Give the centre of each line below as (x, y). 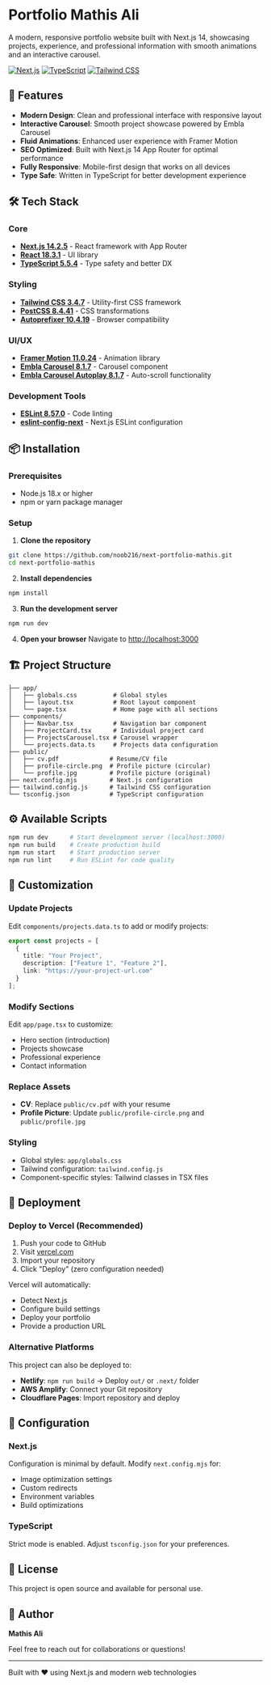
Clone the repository (55, 540)
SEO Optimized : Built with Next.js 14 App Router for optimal (119, 149)
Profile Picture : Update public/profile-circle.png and (112, 1113)
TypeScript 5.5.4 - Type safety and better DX (96, 264)
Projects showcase (52, 1048)
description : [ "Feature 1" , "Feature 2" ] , (95, 963)
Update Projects (41, 908)
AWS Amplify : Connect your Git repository (91, 1389)
